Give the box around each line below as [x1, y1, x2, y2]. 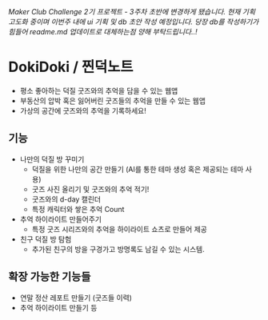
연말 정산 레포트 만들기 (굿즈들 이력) [19, 293, 132, 302]
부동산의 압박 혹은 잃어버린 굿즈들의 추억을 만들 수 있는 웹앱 [19, 95, 206, 106]
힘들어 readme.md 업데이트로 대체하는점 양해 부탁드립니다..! [8, 27, 198, 36]
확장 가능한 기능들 [8, 270, 91, 284]
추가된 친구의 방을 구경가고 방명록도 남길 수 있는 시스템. [31, 244, 206, 254]
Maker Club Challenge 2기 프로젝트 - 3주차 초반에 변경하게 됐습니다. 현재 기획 [8, 7, 256, 16]
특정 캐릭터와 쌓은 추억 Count [31, 204, 125, 214]
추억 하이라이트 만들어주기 [19, 214, 102, 224]
